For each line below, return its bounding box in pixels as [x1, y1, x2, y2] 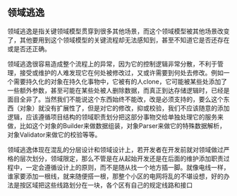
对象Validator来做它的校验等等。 [7, 130, 102, 139]
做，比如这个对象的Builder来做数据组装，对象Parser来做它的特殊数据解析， [7, 121, 226, 129]
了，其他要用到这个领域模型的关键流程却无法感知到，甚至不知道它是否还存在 [7, 35, 230, 44]
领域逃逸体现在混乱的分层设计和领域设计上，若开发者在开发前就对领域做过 [7, 145, 224, 154]
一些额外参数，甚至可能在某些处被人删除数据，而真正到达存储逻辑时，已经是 [7, 86, 230, 94]
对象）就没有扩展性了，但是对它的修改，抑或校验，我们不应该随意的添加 [19, 103, 230, 112]
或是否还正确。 [7, 45, 51, 53]
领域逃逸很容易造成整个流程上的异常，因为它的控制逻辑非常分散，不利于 [7, 59, 217, 68]
